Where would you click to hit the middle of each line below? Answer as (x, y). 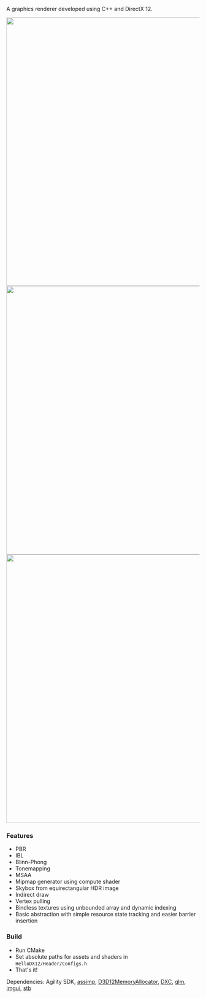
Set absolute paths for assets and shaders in (71, 956)
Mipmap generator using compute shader (68, 882)
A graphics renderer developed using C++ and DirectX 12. (79, 9)
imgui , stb (19, 988)
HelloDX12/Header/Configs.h (51, 964)
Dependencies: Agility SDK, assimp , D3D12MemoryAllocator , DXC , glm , (96, 981)
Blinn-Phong (31, 862)
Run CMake (30, 950)
